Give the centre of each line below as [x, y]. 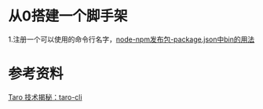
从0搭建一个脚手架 [68, 16]
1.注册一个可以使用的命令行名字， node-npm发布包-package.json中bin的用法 [131, 39]
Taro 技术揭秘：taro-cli [45, 97]
